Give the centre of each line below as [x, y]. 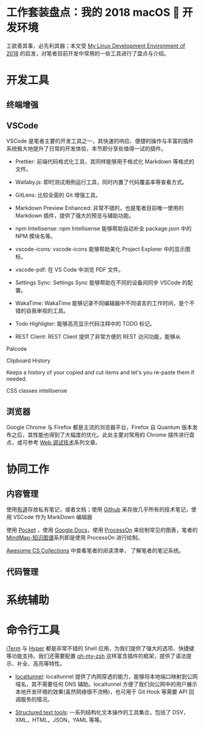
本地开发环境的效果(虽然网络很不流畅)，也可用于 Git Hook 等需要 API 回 [105, 691]
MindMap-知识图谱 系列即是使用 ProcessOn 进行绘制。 [75, 538]
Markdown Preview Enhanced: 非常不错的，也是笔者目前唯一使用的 [99, 208]
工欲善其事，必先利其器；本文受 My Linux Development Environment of [96, 46]
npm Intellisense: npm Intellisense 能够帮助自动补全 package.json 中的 [103, 228]
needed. [17, 379]
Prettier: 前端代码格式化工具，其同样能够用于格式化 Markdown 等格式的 [105, 161]
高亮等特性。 [49, 663]
